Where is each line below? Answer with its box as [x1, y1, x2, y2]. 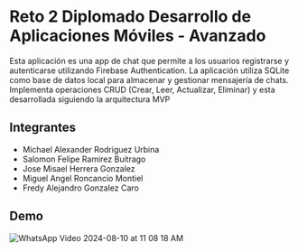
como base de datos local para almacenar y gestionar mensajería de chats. [9, 74, 289, 85]
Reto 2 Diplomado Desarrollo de [9, 6, 251, 27]
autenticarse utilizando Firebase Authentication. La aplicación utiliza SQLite [9, 65, 290, 76]
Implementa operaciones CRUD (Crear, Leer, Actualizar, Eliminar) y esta [9, 84, 275, 95]
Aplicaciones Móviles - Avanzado [9, 25, 266, 46]
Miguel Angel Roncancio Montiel [22, 173, 144, 183]
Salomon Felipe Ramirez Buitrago [22, 154, 146, 164]
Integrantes [9, 120, 77, 135]
